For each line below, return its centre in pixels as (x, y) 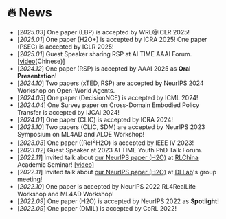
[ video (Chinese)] (41, 61)
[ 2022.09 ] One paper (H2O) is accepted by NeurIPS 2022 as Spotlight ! (118, 201)
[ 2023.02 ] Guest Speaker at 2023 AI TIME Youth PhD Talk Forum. (110, 150)
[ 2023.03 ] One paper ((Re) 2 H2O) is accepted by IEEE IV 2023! (105, 142)
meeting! (30, 179)
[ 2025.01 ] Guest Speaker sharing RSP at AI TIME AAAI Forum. (104, 54)
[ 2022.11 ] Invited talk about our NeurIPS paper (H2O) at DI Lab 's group (117, 172)
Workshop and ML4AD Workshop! (66, 194)
